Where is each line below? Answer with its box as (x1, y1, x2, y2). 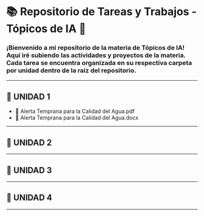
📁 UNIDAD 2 (6, 137, 52, 147)
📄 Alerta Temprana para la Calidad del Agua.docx (15, 114, 138, 121)
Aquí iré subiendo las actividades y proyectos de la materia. (6, 51, 186, 59)
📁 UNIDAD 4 (6, 192, 53, 203)
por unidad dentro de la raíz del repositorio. (6, 66, 137, 75)
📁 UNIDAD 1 (6, 92, 50, 102)
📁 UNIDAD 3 (6, 165, 52, 175)
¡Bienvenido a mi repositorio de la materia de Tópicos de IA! (6, 44, 185, 52)
